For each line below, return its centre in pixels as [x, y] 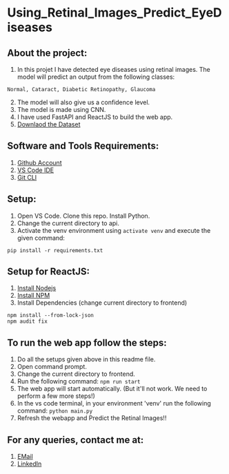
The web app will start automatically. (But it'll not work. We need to [112, 389]
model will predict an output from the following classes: [96, 77]
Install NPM [33, 296]
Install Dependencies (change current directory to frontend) [102, 303]
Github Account [39, 162]
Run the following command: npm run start [79, 381]
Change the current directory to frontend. [76, 374]
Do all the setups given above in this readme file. [86, 359]
